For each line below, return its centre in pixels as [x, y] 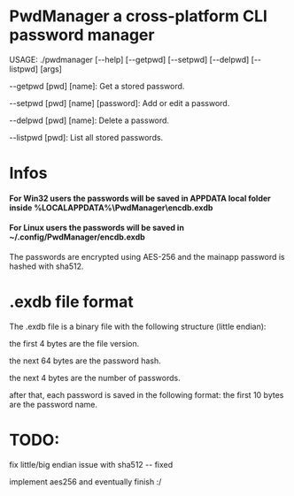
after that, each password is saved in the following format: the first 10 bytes [147, 394]
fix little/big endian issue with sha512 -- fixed [91, 464]
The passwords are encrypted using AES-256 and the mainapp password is [147, 256]
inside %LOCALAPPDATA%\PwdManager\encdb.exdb [111, 207]
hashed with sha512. [46, 266]
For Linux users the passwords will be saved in [97, 228]
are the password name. [54, 404]
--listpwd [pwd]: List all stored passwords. [86, 137]
